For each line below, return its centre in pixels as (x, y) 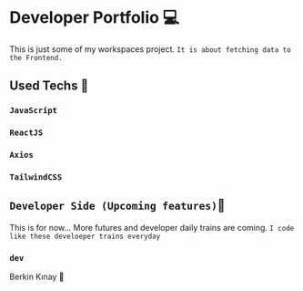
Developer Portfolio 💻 (95, 18)
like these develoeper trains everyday (85, 236)
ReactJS (26, 133)
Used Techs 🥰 (49, 86)
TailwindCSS (36, 177)
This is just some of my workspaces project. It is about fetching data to (150, 49)
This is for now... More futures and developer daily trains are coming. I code (152, 227)
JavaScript (33, 111)
